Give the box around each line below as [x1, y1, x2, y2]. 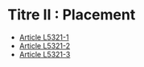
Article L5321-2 [19, 40, 71, 50]
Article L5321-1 [19, 32, 69, 42]
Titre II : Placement [7, 6, 136, 24]
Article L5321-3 [19, 49, 71, 59]
